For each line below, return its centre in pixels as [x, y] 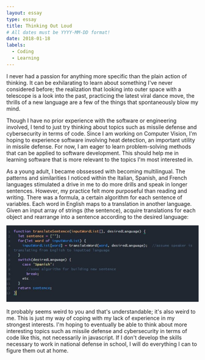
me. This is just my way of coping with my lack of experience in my [91, 318]
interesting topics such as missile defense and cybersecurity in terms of [97, 331]
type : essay [21, 19]
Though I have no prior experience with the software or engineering [92, 120]
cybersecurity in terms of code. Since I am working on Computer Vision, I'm [102, 133]
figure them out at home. [38, 350]
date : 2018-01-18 [28, 39]
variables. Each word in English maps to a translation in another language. [99, 204]
